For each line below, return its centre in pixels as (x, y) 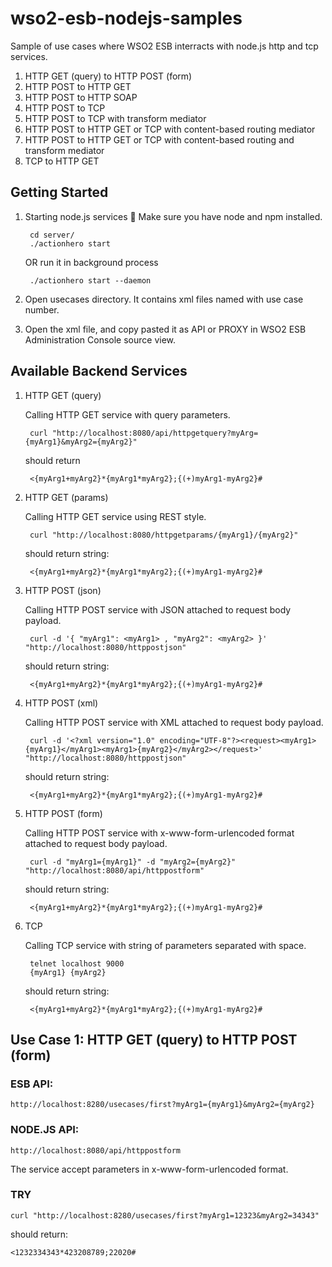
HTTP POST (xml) (61, 703)
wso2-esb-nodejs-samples (126, 18)
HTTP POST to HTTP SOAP (81, 97)
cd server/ (52, 235)
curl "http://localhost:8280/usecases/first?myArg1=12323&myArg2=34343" (165, 1215)
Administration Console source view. (100, 339)
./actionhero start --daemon (90, 280)
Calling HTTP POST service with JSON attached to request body (158, 609)
